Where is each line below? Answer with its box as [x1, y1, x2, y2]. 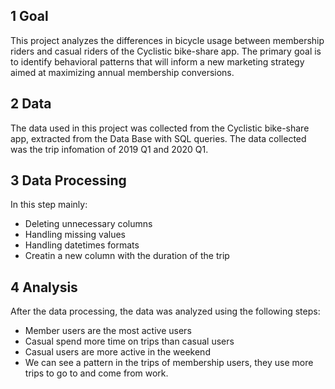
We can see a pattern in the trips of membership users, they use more [24, 357, 314, 369]
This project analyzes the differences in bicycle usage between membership [10, 34, 325, 46]
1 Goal [10, 8, 49, 25]
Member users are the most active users [24, 325, 192, 337]
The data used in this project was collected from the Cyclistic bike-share [10, 122, 310, 134]
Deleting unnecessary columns [24, 218, 153, 230]
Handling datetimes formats [24, 239, 140, 251]
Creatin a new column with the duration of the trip [24, 250, 230, 262]
